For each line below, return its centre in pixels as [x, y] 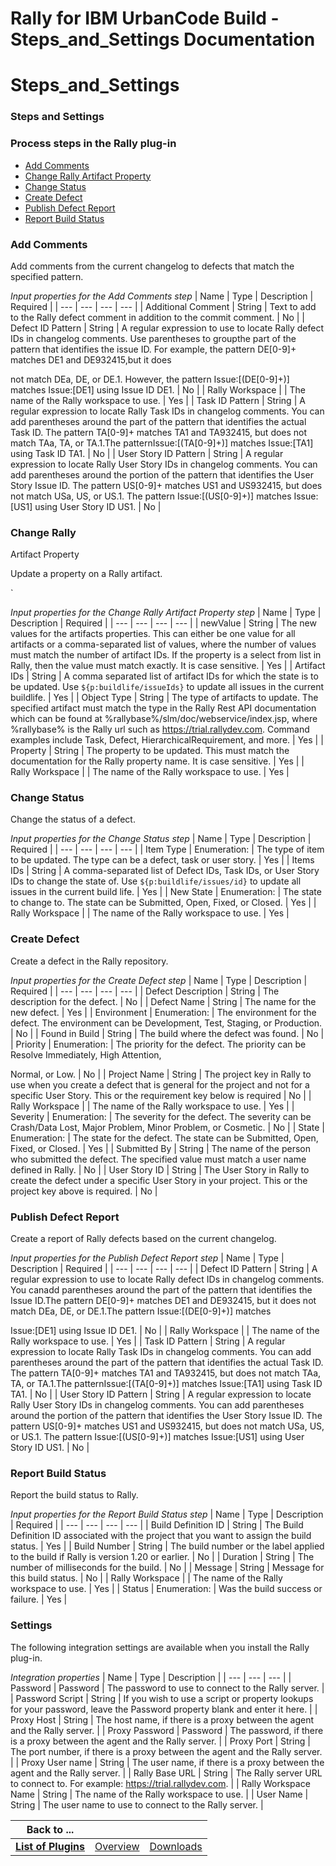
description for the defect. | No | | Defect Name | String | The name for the [163, 1001]
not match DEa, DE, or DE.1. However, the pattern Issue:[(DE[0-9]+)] [150, 379]
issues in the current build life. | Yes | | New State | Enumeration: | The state [166, 892]
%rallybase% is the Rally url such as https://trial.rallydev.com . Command [160, 729]
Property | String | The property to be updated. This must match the [150, 751]
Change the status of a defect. [73, 819]
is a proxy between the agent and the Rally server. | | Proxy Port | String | [160, 1741]
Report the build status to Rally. [74, 1495]
